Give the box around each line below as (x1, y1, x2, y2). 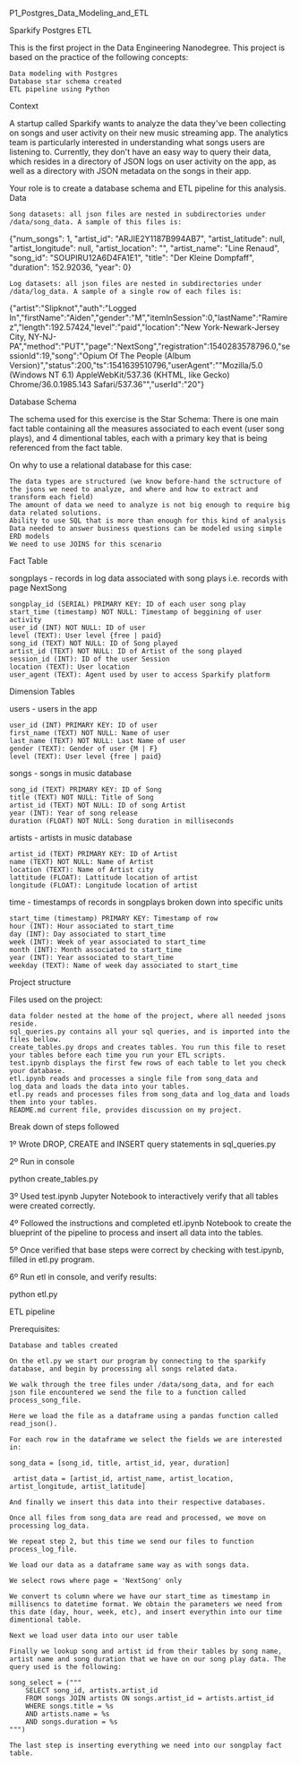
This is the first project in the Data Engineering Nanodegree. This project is (9, 42, 285, 53)
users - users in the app (9, 704, 98, 714)
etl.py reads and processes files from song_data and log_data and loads (9, 1090, 291, 1099)
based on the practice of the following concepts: (9, 52, 189, 62)
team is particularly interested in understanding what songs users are (9, 137, 266, 147)
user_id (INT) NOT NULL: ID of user (9, 623, 146, 632)
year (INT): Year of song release (9, 809, 139, 818)
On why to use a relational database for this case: (9, 460, 193, 470)
